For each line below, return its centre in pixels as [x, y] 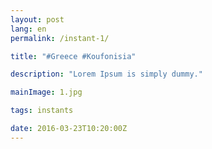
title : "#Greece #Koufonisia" [73, 56]
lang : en [28, 29]
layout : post [37, 19]
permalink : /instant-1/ [60, 38]
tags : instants [42, 111]
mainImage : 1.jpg [46, 92]
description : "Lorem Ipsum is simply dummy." [106, 74]
